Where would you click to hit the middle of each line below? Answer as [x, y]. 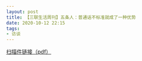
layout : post [22, 12]
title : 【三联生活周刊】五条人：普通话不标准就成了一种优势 [71, 17]
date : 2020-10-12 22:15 [36, 23]
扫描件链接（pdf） [29, 52]
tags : [13, 28]
